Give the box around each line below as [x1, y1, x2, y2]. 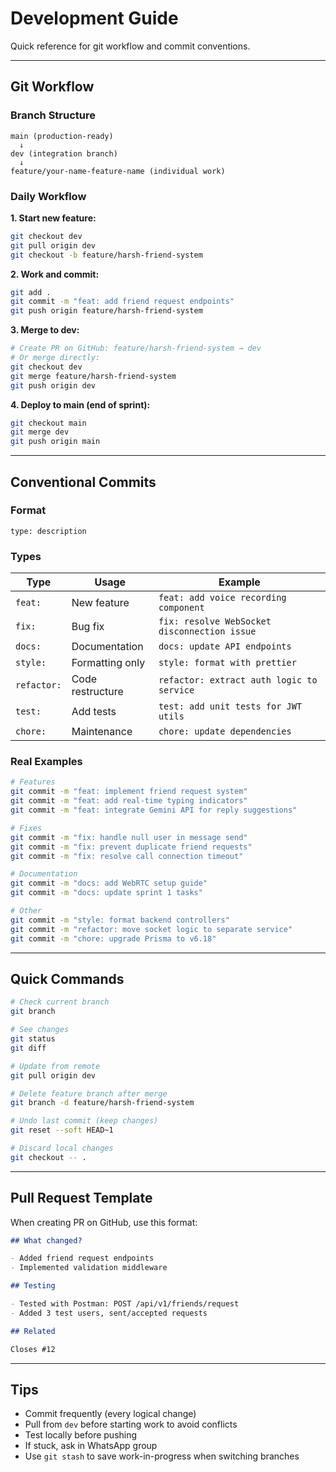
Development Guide [10, 7, 179, 30]
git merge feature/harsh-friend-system [10, 371, 177, 381]
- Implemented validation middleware [10, 1263, 168, 1273]
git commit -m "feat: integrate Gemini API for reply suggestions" [10, 805, 298, 816]
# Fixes [10, 823, 43, 833]
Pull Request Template [10, 1190, 153, 1207]
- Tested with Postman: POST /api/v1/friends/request [10, 1299, 240, 1309]
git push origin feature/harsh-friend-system [10, 306, 203, 316]
